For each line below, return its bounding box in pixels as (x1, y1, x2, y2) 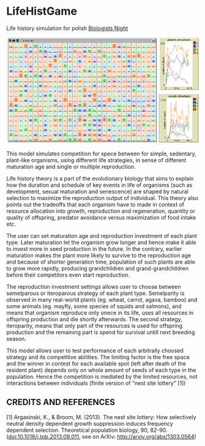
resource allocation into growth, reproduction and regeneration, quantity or (6, 207, 196, 215)
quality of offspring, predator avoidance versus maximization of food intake (6, 214, 196, 221)
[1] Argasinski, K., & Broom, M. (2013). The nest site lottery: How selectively (6, 413, 197, 420)
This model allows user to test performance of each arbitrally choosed (6, 347, 184, 354)
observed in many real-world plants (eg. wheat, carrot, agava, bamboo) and (6, 295, 198, 303)
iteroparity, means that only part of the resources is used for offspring (6, 322, 182, 329)
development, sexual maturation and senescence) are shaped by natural (6, 188, 188, 195)
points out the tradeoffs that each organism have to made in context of (6, 201, 185, 208)
